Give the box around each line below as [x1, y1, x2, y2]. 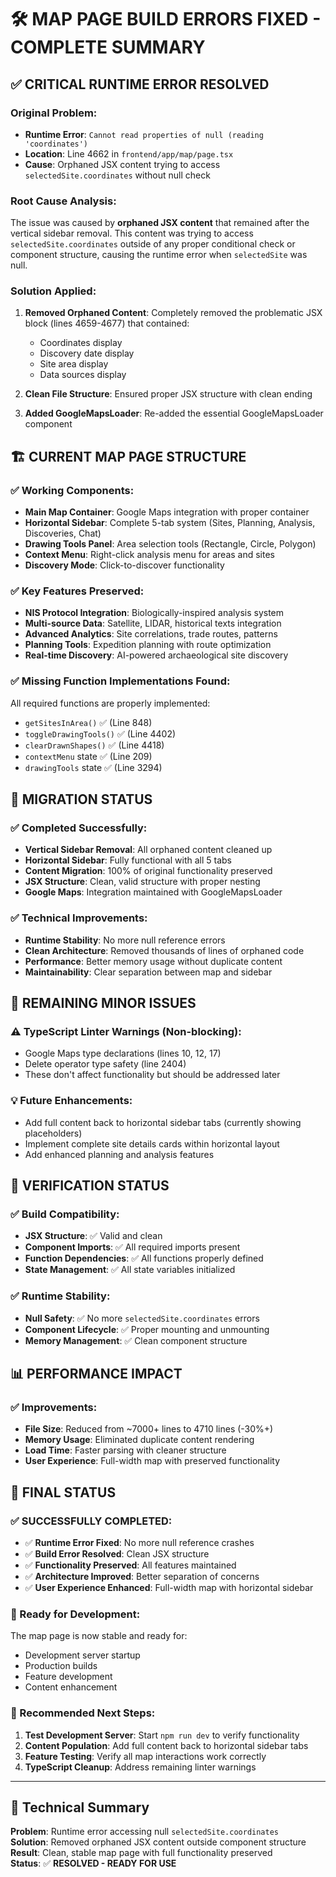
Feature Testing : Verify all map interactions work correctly [24, 1750, 267, 1762]
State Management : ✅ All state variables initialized [24, 1264, 236, 1276]
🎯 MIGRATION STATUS [10, 791, 153, 808]
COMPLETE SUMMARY [10, 36, 206, 59]
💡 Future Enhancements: [10, 1094, 133, 1108]
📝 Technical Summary [10, 1799, 150, 1816]
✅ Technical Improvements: [10, 911, 148, 925]
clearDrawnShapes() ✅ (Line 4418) [24, 739, 165, 751]
